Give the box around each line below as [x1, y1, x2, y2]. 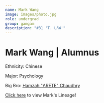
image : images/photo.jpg [5, 12, 57, 17]
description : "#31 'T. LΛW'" [5, 26, 66, 31]
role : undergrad [5, 16, 39, 21]
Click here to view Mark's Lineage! [5, 92, 76, 98]
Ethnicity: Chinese [5, 63, 42, 69]
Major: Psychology [5, 73, 44, 79]
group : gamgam [5, 21, 35, 26]
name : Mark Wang [5, 7, 39, 12]
